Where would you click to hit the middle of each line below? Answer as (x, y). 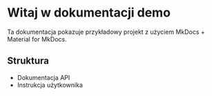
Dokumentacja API (44, 77)
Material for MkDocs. (37, 39)
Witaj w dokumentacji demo (89, 13)
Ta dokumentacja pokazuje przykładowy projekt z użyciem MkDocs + (106, 32)
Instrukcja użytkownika (50, 85)
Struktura (28, 61)
